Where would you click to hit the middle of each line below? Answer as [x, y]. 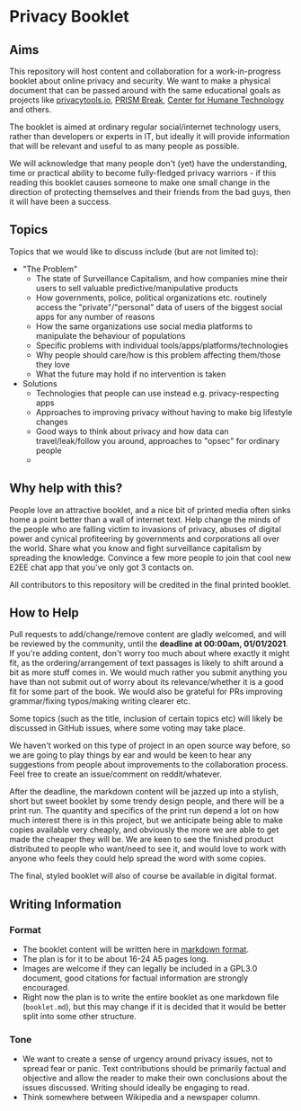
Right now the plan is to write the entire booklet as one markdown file [150, 997]
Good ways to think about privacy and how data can [132, 431]
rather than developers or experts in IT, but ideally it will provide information [150, 136]
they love [53, 364]
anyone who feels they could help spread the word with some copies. [138, 858]
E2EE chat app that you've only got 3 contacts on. [102, 567]
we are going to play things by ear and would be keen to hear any [130, 755]
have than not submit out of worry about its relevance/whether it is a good [147, 682]
